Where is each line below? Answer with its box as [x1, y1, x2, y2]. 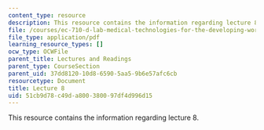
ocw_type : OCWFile [8, 48, 68, 56]
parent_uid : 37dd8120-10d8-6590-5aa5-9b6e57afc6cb [8, 70, 178, 78]
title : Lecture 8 [8, 84, 65, 92]
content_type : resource [8, 11, 86, 20]
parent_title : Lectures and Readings [8, 56, 132, 63]
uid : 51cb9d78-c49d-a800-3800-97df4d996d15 [8, 92, 153, 99]
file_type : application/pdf [8, 33, 101, 42]
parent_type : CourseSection [8, 63, 101, 70]
